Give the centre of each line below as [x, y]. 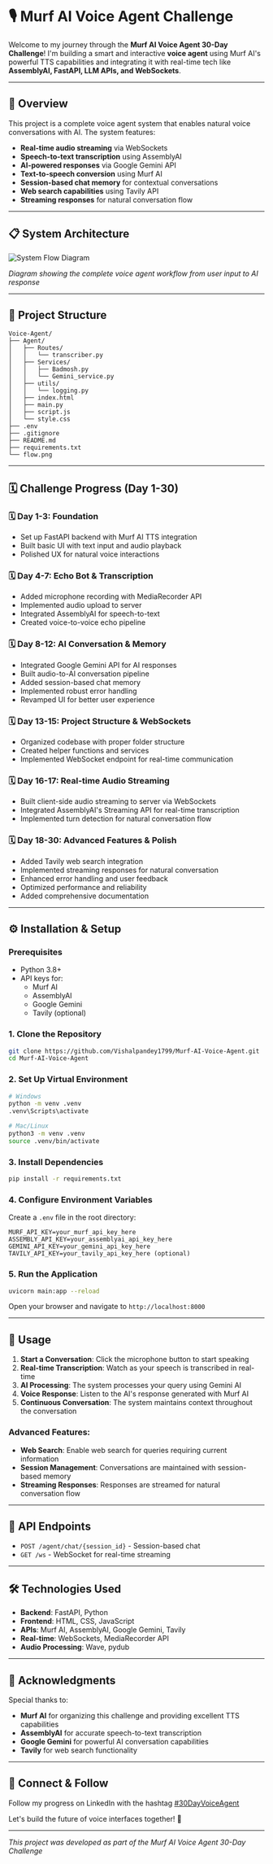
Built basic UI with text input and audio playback [101, 546]
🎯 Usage [30, 1340]
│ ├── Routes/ [36, 348]
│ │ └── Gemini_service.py [61, 377]
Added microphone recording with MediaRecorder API [111, 596]
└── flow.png [30, 455]
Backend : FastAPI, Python [64, 1613]
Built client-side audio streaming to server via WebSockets [118, 801]
